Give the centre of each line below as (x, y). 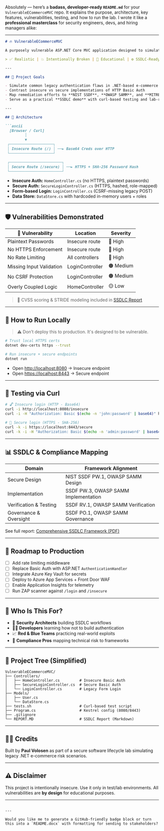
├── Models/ (17, 694)
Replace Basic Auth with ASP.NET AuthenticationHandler (70, 569)
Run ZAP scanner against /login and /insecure (60, 591)
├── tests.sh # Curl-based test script (69, 706)
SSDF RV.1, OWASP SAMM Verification (110, 505)
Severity (121, 234)
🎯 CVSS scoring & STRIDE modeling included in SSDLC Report (80, 300)
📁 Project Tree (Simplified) (46, 661)
